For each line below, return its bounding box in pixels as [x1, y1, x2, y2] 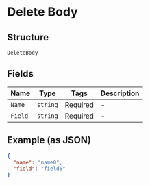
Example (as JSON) [7, 134, 91, 146]
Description [100, 88, 140, 98]
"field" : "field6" [13, 165, 66, 172]
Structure [7, 32, 49, 43]
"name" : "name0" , [13, 159, 63, 166]
